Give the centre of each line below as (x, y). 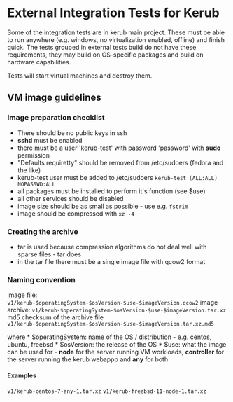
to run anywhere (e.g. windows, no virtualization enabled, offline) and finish (116, 39)
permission (34, 155)
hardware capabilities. (39, 62)
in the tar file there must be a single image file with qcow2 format (111, 261)
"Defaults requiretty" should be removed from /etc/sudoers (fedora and (120, 162)
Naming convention (41, 279)
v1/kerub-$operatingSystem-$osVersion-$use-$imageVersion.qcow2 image (113, 303)
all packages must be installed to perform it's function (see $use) (111, 191)
